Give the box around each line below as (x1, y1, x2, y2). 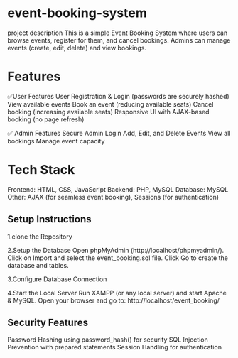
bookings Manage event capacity (7, 136, 105, 145)
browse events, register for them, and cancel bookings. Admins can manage (7, 36, 231, 44)
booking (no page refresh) (7, 115, 85, 124)
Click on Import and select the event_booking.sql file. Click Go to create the (7, 254, 229, 262)
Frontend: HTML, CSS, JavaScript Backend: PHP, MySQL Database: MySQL (7, 185, 229, 193)
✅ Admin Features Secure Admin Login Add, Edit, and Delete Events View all (7, 129, 231, 137)
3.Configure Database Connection (7, 275, 107, 283)
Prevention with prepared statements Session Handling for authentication (7, 343, 222, 352)
